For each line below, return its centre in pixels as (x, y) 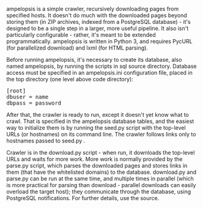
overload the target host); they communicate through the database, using (99, 191)
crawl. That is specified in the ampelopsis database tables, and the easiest (100, 121)
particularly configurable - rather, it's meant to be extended (81, 35)
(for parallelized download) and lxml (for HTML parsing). (77, 48)
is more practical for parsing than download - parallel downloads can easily (101, 185)
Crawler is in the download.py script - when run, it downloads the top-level (101, 153)
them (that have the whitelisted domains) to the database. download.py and (102, 172)
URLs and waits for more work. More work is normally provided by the (94, 159)
